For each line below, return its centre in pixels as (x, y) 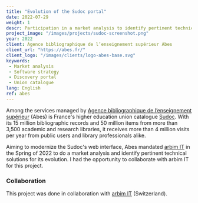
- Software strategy (34, 72)
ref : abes (18, 94)
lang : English (24, 88)
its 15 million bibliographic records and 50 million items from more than (92, 123)
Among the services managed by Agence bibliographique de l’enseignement (99, 110)
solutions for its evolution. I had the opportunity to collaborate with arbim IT (98, 159)
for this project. (25, 165)
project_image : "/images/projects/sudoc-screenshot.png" (77, 34)
